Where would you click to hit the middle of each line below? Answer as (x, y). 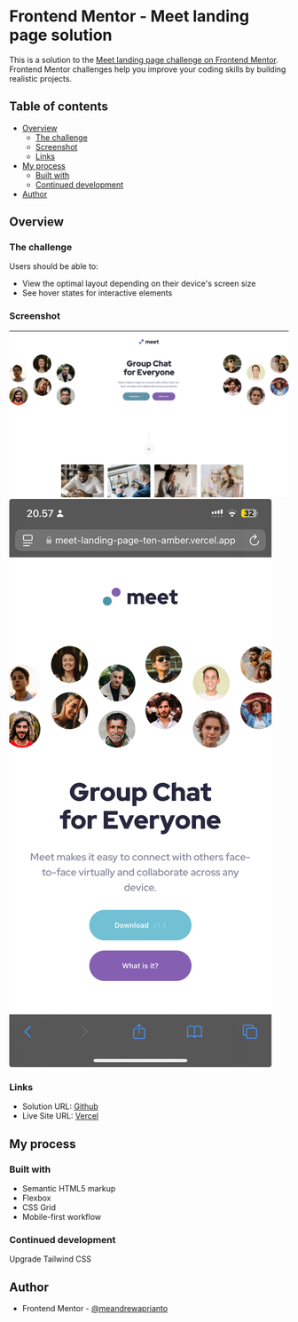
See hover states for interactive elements (97, 293)
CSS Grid (39, 1207)
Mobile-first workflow (62, 1216)
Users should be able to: (54, 266)
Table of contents (59, 107)
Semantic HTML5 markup (69, 1188)
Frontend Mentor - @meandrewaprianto (95, 1309)
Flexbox (36, 1198)
